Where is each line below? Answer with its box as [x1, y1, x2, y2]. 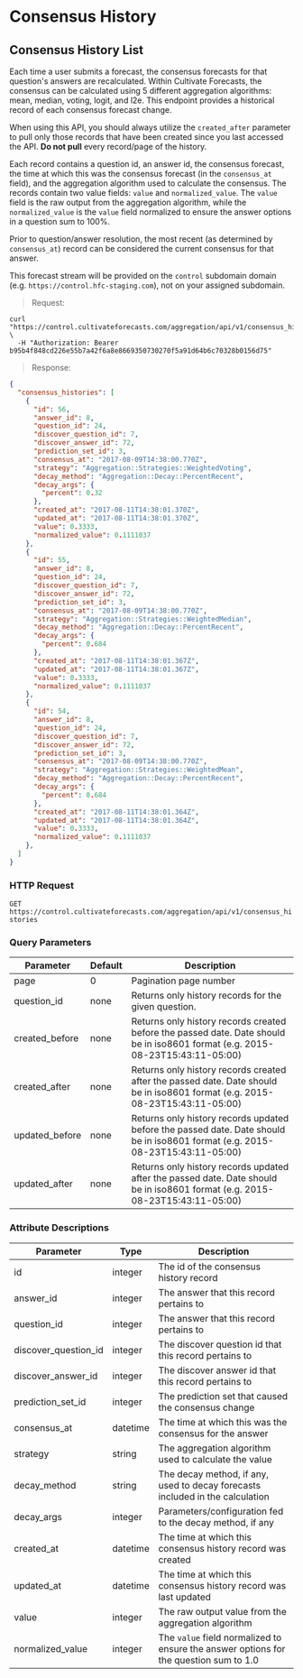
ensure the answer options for [158, 1642, 286, 1655]
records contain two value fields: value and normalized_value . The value [9, 188, 278, 198]
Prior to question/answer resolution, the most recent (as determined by [9, 234, 273, 244]
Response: [31, 363, 71, 373]
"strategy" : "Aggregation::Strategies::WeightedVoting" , [32, 463, 252, 473]
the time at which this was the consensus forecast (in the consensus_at [9, 169, 272, 179]
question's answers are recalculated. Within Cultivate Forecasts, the [9, 76, 262, 87]
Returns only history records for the [131, 990, 282, 1002]
